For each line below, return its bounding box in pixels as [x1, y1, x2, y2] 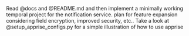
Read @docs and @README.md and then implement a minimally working [6, 5, 184, 12]
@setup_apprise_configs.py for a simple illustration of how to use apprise [6, 23, 184, 30]
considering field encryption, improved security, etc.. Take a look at [6, 17, 169, 24]
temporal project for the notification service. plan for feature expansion [6, 11, 178, 18]
